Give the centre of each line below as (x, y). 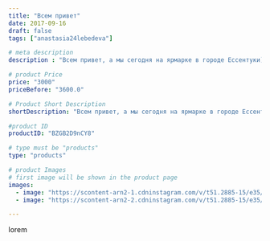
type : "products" (37, 156)
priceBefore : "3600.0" (46, 89)
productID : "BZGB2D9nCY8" (51, 133)
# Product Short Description (57, 104)
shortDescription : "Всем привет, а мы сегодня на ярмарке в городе (124, 112)
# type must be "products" (53, 148)
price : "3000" (32, 82)
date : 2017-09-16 (37, 23)
